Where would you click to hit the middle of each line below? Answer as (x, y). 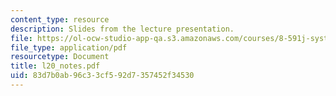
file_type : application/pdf (69, 47)
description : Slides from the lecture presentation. (122, 29)
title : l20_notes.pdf (55, 66)
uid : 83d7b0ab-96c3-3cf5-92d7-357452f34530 (102, 76)
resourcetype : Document (60, 57)
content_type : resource (60, 19)
